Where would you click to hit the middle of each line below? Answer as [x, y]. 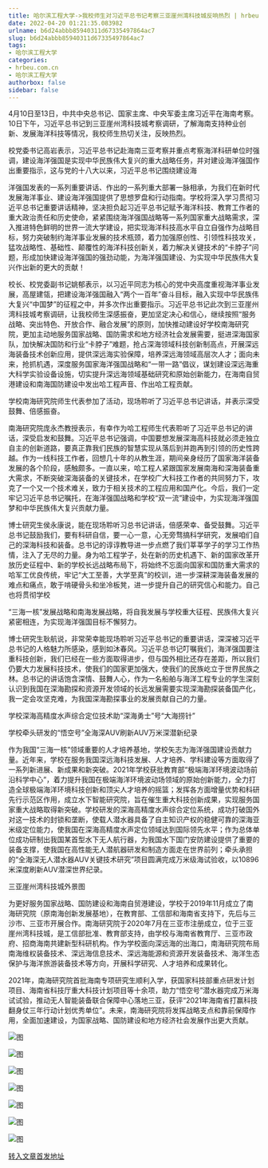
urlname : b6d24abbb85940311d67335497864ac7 [82, 30]
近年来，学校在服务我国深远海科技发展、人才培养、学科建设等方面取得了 [141, 760]
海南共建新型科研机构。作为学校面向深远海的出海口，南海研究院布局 [148, 944]
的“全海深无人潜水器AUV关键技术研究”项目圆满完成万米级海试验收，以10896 [134, 860]
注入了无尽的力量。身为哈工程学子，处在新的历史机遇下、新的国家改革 [137, 555]
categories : [28, 61]
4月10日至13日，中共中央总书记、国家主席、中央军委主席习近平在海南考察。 [133, 113]
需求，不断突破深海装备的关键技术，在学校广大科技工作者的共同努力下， [134, 478]
